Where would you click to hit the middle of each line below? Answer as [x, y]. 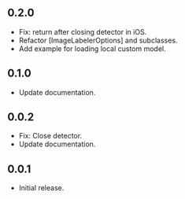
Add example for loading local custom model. [92, 48]
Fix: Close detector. [50, 136]
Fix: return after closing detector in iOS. [83, 31]
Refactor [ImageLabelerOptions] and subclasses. [98, 40]
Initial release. [41, 188]
